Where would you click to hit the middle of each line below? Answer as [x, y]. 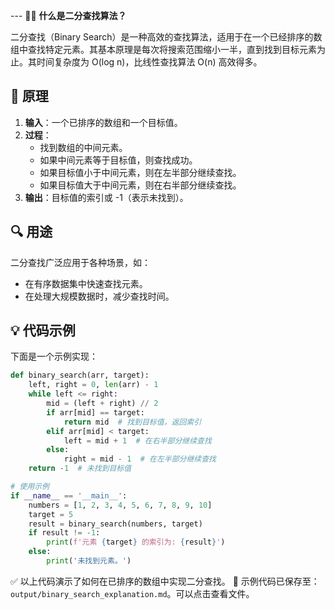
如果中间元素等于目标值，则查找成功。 [118, 160]
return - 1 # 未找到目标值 [80, 469]
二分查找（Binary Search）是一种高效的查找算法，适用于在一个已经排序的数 [166, 37]
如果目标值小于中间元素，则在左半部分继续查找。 [140, 172]
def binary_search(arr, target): [80, 375]
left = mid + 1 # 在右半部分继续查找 [137, 440]
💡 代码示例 [43, 330]
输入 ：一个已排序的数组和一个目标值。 [103, 122]
